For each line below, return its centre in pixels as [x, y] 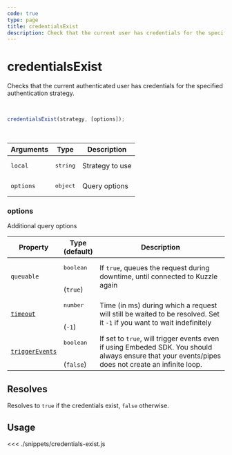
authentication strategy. [41, 93]
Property [33, 247]
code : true [23, 13]
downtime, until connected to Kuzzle [159, 276]
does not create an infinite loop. [151, 364]
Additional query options [42, 226]
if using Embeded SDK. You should [156, 347]
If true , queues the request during [155, 267]
